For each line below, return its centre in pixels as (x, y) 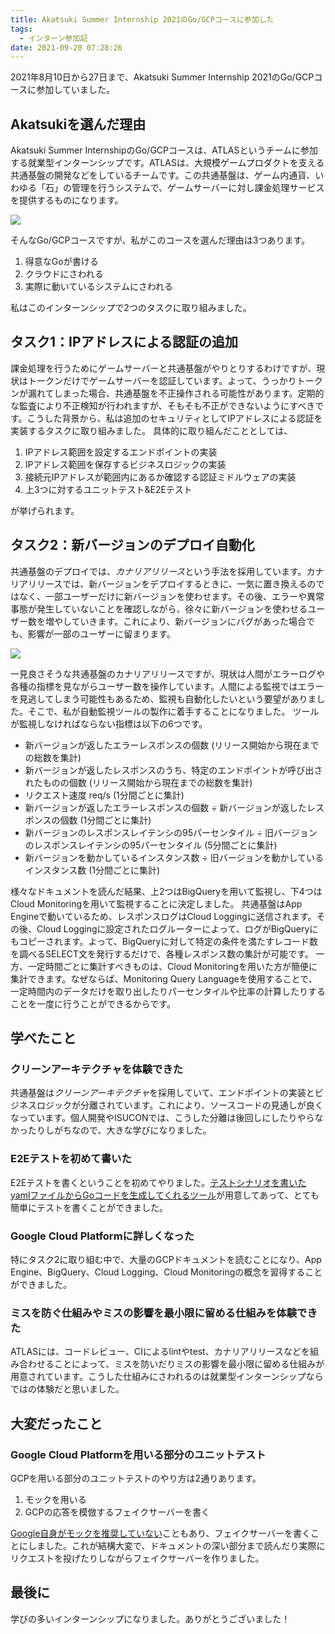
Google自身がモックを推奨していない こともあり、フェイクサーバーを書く (160, 1533)
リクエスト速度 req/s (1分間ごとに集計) (104, 795)
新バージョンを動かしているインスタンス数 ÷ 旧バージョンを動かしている (174, 857)
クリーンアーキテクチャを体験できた (97, 1069)
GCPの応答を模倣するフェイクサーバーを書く (117, 1512)
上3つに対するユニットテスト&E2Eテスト (108, 489)
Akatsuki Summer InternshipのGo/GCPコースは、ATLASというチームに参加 (164, 150)
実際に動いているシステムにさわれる (98, 287)
